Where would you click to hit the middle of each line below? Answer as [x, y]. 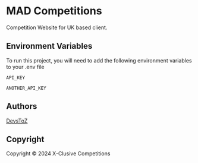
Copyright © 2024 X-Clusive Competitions [58, 153]
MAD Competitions [54, 11]
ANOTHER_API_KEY [26, 88]
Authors [22, 106]
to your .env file [25, 67]
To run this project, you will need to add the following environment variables [99, 60]
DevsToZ [17, 121]
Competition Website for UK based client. [57, 27]
